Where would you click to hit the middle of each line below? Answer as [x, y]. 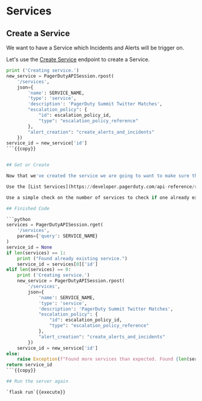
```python [19, 219]
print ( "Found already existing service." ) [72, 258]
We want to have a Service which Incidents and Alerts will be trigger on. [95, 48]
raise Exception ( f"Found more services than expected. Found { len [102, 359]
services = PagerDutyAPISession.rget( [55, 225]
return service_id [29, 365]
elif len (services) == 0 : [38, 270]
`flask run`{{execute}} [36, 392]
